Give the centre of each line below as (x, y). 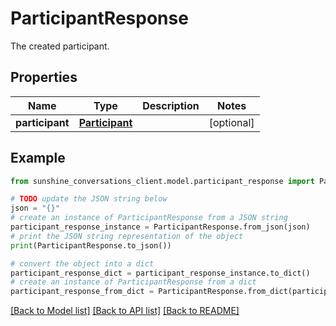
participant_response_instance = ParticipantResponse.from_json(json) (160, 227)
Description (171, 105)
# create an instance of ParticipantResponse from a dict (133, 282)
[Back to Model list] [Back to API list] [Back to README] (125, 311)
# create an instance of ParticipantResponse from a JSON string (149, 218)
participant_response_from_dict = (82, 292)
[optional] (231, 122)
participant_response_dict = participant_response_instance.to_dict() (160, 273)
